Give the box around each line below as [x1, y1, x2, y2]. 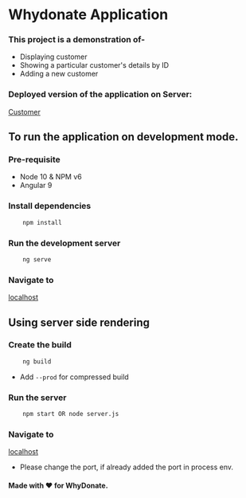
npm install [22, 218, 62, 226]
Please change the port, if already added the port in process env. [19, 462, 233, 472]
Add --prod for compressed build [19, 372, 129, 382]
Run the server [8, 392, 67, 403]
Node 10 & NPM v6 [19, 172, 82, 182]
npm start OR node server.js [22, 410, 119, 418]
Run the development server [8, 237, 121, 249]
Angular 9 [19, 181, 53, 190]
